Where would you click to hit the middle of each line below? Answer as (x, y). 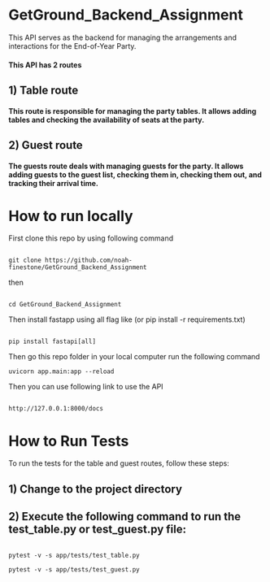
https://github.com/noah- (88, 261)
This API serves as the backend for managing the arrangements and (123, 37)
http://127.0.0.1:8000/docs (56, 409)
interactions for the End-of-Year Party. (72, 46)
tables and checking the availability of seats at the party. (107, 119)
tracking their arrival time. (54, 183)
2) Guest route (46, 145)
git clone (25, 261)
